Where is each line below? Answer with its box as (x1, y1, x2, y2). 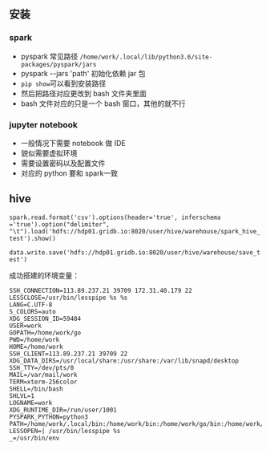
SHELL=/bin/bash (9, 384, 63, 393)
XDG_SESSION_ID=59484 (9, 314, 82, 322)
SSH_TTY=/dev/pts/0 (9, 363, 75, 371)
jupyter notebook (9, 119, 79, 130)
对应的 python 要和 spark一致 (20, 168, 119, 178)
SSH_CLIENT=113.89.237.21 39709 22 (9, 350, 128, 358)
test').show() (9, 234, 57, 242)
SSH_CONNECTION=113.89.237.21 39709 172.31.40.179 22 (9, 286, 193, 294)
